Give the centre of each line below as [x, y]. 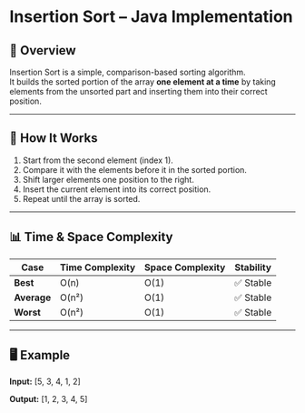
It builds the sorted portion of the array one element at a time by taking [143, 82]
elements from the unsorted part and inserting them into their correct [138, 91]
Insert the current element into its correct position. [117, 189]
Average [33, 297]
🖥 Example [40, 355]
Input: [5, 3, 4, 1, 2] [45, 382]
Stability [253, 267]
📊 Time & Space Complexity [91, 237]
